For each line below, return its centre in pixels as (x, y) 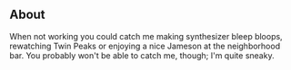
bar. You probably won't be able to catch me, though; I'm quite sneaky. (142, 55)
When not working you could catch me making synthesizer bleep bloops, (146, 36)
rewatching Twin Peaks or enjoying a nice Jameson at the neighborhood (145, 46)
